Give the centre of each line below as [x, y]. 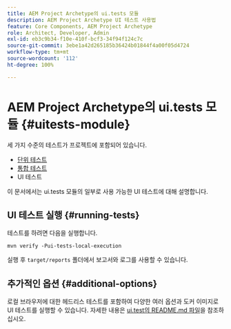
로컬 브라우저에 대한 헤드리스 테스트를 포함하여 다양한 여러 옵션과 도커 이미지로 [113, 301]
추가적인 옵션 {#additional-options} [82, 283]
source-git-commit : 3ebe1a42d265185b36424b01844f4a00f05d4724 [98, 46]
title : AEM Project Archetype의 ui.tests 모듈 [73, 13]
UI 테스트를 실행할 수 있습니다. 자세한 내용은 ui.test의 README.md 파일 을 [107, 310]
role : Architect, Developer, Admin [58, 33]
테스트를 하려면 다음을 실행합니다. [52, 233]
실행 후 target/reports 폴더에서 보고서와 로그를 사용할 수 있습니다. [98, 260]
